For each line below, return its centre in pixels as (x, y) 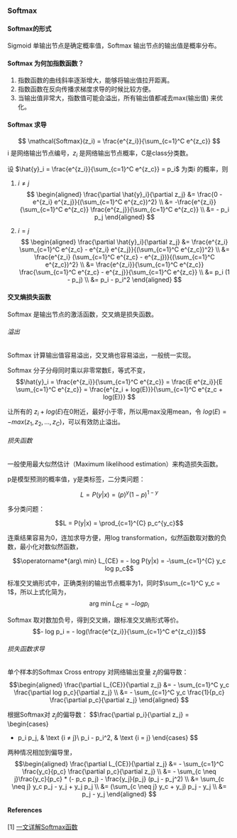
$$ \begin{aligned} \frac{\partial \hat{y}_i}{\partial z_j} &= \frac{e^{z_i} (125, 242)
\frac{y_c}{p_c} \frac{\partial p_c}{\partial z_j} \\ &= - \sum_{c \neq (119, 771)
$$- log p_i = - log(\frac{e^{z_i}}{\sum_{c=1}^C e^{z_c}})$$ (119, 631)
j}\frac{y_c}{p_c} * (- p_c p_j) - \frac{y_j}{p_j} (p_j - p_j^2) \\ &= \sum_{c (119, 779)
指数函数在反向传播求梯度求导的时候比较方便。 (86, 89)
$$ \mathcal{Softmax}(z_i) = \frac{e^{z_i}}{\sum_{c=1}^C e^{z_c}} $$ (119, 141)
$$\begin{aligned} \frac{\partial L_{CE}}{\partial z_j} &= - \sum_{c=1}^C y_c (119, 684)
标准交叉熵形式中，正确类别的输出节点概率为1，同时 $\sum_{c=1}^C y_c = (114, 583)
